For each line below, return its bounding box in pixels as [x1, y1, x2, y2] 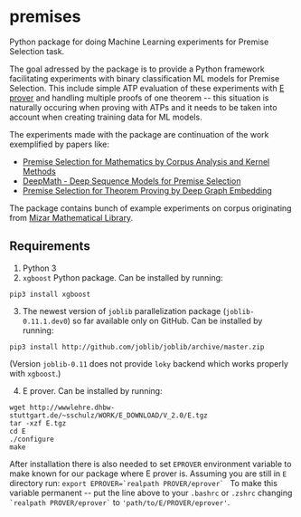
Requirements [9, 238, 90, 254]
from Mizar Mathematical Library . [9, 212, 134, 223]
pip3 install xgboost [9, 290, 91, 299]
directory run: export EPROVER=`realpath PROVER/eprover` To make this [9, 477, 278, 488]
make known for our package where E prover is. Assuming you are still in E [9, 468, 287, 479]
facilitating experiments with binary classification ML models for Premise [9, 72, 280, 83]
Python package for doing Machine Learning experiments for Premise [9, 36, 269, 47]
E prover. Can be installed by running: [22, 385, 163, 396]
